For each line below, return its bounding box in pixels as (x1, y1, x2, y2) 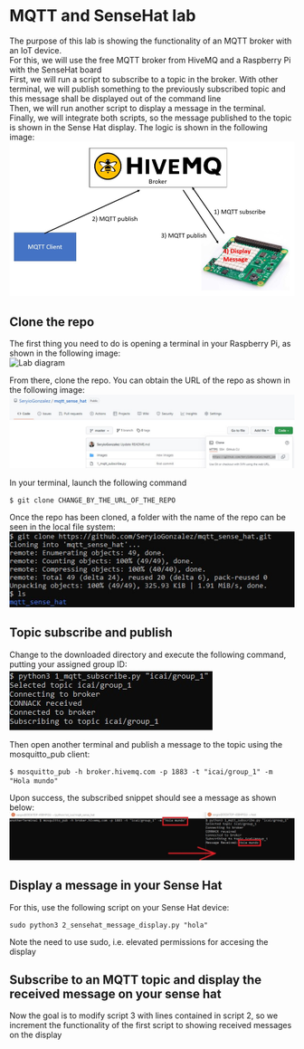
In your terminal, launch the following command (9, 477, 187, 488)
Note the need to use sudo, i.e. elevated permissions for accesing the (9, 936, 269, 947)
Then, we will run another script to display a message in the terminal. (9, 102, 267, 113)
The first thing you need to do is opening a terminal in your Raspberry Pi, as (9, 339, 291, 349)
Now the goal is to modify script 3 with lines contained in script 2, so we (9, 1010, 279, 1021)
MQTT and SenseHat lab (9, 5, 196, 26)
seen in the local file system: (9, 521, 116, 532)
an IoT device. (9, 44, 62, 55)
